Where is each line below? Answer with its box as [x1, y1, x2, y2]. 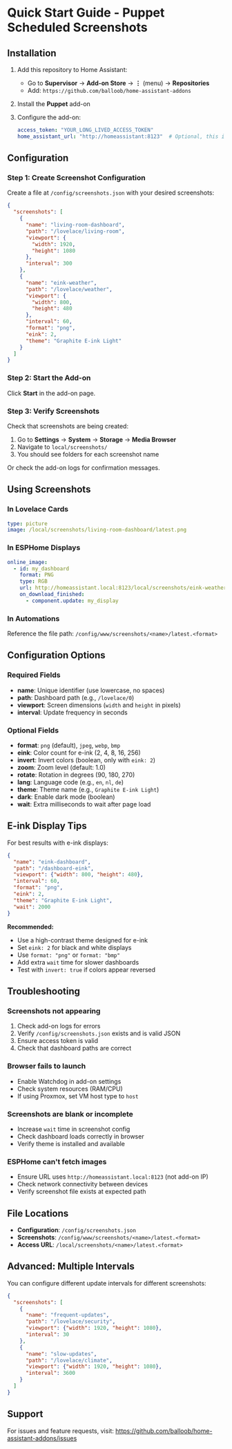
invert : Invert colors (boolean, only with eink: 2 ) [17, 756, 156, 764]
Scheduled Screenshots [7, 19, 148, 35]
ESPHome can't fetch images [7, 1157, 107, 1166]
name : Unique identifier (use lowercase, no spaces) [17, 686, 165, 694]
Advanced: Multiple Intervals [7, 1261, 135, 1272]
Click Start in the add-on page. [7, 389, 96, 397]
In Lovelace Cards [7, 504, 69, 514]
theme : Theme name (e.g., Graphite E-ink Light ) [17, 785, 159, 794]
